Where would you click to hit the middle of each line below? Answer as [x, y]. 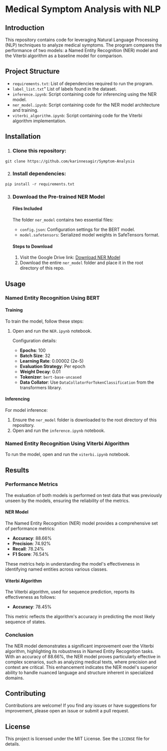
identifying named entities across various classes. [57, 569]
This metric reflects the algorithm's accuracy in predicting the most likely [80, 617]
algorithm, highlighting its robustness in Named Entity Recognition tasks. [80, 651]
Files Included [27, 208]
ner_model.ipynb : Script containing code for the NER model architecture [86, 105]
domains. [15, 678]
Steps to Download [32, 246]
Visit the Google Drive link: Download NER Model [70, 258]
